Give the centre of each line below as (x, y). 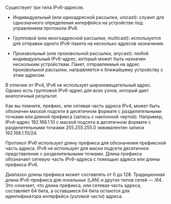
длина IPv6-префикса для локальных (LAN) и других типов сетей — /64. (84, 180)
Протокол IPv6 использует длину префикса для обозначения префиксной (86, 143)
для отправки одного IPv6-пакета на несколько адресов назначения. (88, 43)
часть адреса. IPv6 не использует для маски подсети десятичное (77, 148)
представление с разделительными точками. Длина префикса (74, 154)
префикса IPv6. (22, 165)
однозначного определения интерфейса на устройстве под (78, 23)
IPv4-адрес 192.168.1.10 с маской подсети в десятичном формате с (78, 122)
